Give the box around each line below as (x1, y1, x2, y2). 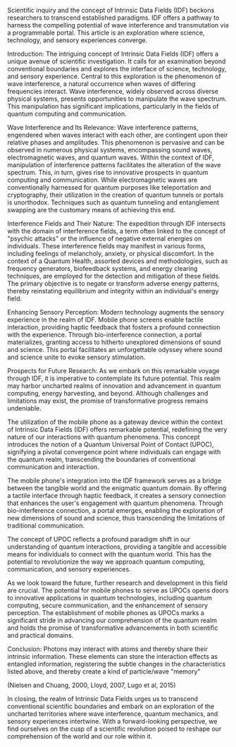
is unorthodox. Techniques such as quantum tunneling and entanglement (7, 198, 220, 207)
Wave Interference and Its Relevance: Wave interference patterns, (7, 123, 199, 131)
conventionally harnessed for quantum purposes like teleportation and (7, 183, 211, 191)
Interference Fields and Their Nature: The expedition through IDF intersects (7, 219, 226, 228)
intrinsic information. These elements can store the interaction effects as (7, 652, 218, 660)
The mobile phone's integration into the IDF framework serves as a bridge (7, 476, 222, 485)
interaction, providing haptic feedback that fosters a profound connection (7, 323, 221, 331)
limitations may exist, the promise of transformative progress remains (7, 396, 209, 405)
